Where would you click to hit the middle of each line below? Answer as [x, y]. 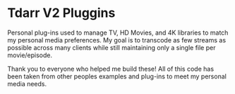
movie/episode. [30, 55]
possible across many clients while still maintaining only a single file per [112, 47]
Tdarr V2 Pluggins [61, 13]
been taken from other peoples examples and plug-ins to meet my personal [117, 76]
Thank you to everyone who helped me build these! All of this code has [110, 69]
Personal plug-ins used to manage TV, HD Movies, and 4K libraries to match [118, 33]
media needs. [27, 83]
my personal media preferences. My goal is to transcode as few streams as [117, 40]
